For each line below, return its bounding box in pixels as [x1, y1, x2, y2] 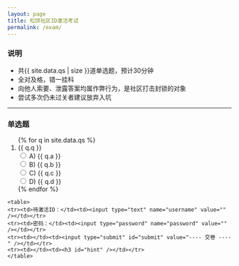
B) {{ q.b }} [28, 160, 61, 168]
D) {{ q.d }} [28, 177, 62, 185]
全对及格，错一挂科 [17, 75, 75, 83]
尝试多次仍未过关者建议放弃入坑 [17, 93, 112, 101]
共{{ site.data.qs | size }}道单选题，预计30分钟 [17, 66, 154, 75]
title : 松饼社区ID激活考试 [7, 17, 79, 24]
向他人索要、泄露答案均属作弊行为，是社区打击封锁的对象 [17, 83, 186, 93]
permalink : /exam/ [7, 24, 62, 31]
